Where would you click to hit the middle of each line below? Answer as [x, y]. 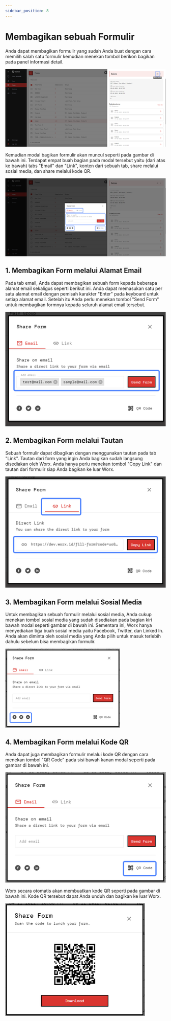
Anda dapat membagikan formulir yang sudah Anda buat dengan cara [78, 51]
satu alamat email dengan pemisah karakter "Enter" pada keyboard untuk [82, 293]
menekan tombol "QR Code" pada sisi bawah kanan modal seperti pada [80, 760]
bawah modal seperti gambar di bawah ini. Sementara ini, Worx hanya [79, 625]
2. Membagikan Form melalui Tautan [64, 440]
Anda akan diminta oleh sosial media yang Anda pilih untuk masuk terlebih [83, 636]
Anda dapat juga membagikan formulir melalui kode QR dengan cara [77, 754]
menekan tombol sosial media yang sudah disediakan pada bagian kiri [79, 620]
